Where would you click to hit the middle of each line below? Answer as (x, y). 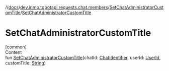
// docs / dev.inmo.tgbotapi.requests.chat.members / (57, 7)
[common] (16, 47)
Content (14, 52)
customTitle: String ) (26, 63)
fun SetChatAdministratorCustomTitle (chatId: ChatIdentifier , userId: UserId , (83, 57)
